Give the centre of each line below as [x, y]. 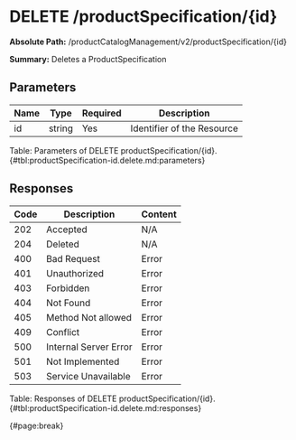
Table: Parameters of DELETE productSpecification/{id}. [114, 150]
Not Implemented [83, 361]
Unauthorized [75, 273]
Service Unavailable [88, 376]
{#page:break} [37, 426]
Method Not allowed [89, 317]
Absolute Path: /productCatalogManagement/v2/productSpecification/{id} [148, 42]
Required [102, 113]
